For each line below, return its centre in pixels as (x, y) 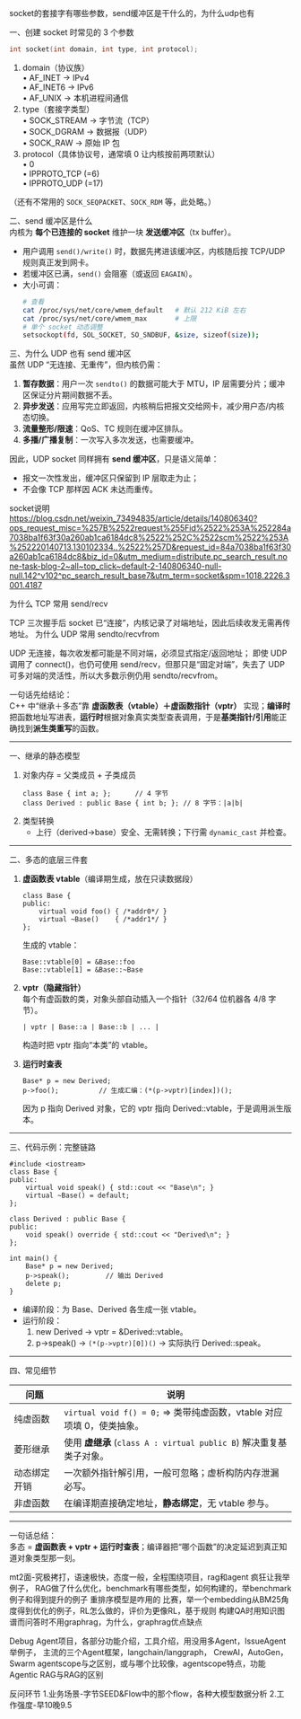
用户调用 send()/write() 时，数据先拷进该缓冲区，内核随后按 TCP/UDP (154, 251)
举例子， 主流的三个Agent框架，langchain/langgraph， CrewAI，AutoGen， (149, 1653)
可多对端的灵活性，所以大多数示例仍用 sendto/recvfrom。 (116, 675)
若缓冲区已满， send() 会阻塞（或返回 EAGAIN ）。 (109, 273)
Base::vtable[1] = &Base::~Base (82, 970)
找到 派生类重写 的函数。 (60, 728)
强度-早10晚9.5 (44, 1706)
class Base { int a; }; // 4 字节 (95, 794)
